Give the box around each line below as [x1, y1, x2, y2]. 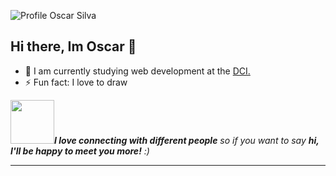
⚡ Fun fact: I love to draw [24, 76, 128, 88]
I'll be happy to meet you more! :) [10, 145, 150, 157]
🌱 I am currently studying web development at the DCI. [24, 65, 251, 77]
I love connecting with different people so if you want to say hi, [54, 134, 320, 146]
